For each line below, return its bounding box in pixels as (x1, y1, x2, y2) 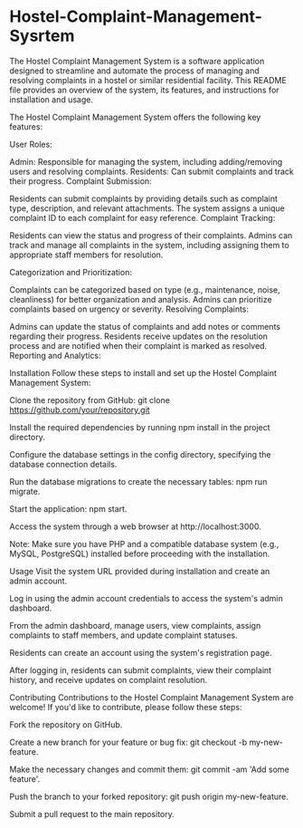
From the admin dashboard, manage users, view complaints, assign (9, 620, 261, 631)
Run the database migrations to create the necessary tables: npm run (9, 476, 268, 486)
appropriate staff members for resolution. (9, 249, 164, 260)
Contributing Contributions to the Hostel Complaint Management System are (9, 691, 294, 703)
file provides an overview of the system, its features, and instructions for (9, 84, 279, 95)
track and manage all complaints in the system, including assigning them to (9, 239, 289, 250)
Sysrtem (9, 25, 75, 46)
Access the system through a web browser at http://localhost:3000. (9, 521, 262, 532)
